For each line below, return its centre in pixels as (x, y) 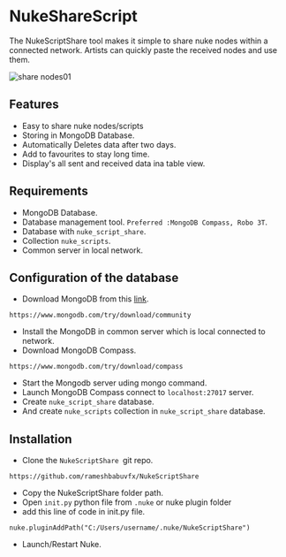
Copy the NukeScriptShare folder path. (92, 493)
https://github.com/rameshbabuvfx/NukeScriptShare (104, 477)
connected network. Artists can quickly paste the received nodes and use (143, 50)
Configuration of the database (94, 277)
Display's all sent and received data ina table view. (113, 163)
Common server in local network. (83, 250)
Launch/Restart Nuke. (61, 545)
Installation (41, 439)
